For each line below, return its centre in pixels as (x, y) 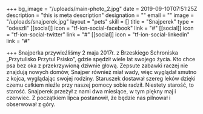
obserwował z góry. (31, 104)
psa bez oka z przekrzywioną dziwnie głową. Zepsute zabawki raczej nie (97, 65)
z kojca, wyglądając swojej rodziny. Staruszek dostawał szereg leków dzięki (101, 79)
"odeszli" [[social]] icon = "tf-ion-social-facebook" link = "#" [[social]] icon (100, 28)
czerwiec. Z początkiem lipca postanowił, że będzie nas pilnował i (88, 98)
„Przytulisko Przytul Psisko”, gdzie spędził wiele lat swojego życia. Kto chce (101, 59)
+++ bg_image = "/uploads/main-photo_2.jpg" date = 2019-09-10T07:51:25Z (102, 9)
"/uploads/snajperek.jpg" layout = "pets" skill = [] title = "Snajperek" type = (100, 22)
